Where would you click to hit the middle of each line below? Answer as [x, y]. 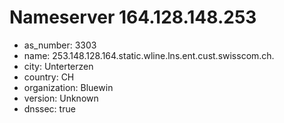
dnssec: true [49, 108]
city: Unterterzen [58, 66]
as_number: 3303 [60, 45]
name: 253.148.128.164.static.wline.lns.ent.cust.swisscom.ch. [149, 55]
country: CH [49, 77]
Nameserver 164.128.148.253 [133, 17]
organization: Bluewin [68, 87]
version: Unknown [61, 98]
